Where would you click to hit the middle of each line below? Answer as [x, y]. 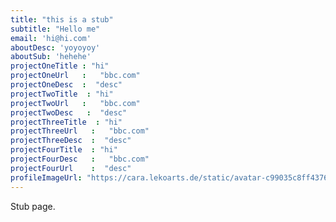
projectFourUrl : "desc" [71, 168]
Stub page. [33, 206]
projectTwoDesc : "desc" [69, 112]
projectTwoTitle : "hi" [62, 94]
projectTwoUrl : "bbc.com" [75, 103]
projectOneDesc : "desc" [66, 85]
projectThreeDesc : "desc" [71, 141]
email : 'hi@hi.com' [51, 38]
